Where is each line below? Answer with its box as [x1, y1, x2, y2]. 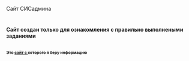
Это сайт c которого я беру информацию [6, 50, 88, 56]
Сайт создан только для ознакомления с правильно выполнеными [6, 26, 184, 33]
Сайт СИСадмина [6, 5, 52, 12]
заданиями [6, 32, 36, 39]
